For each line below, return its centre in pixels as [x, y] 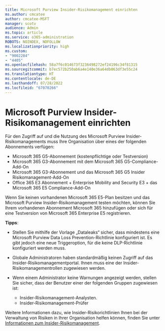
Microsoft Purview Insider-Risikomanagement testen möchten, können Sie [80, 203]
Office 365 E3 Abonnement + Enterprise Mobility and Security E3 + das [85, 183]
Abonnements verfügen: [30, 147]
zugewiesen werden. [84, 268]
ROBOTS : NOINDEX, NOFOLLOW [33, 42]
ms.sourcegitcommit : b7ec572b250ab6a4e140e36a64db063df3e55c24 [71, 70]
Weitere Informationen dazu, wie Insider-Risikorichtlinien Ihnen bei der [76, 313]
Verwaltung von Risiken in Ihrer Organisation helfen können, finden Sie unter [82, 318]
